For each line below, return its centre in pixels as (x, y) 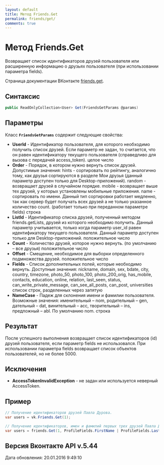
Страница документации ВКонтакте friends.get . (54, 81)
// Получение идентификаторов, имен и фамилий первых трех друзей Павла (81, 426)
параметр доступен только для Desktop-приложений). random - (79, 181)
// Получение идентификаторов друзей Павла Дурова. (59, 413)
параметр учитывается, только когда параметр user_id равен (77, 227)
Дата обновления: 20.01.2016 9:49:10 (43, 458)
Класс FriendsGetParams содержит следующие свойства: (64, 135)
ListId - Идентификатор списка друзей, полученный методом (76, 217)
